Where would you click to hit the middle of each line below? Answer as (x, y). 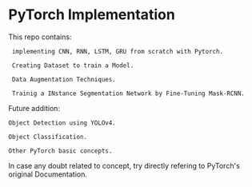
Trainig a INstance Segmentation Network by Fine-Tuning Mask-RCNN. (128, 93)
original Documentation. (48, 174)
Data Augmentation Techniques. (64, 79)
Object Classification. (48, 137)
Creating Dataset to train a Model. (73, 66)
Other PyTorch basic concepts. (60, 151)
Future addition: (34, 108)
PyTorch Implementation (92, 15)
